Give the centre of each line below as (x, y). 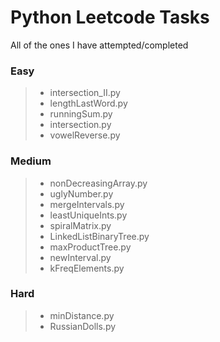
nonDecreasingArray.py (98, 183)
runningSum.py (81, 114)
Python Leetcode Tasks (110, 17)
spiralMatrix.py (80, 225)
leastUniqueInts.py (88, 215)
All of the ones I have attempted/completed (99, 45)
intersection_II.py (85, 93)
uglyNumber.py (81, 193)
